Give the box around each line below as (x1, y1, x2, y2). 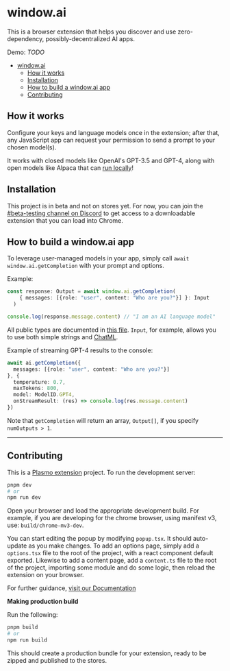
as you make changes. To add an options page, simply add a (28, 541, 200, 550)
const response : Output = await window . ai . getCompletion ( (7, 288, 176, 295)
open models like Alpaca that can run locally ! (7, 163, 133, 172)
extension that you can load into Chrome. (7, 216, 123, 224)
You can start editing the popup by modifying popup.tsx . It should (7, 535, 192, 543)
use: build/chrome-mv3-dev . (7, 521, 84, 529)
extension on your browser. (7, 571, 84, 579)
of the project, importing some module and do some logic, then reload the (7, 563, 216, 572)
